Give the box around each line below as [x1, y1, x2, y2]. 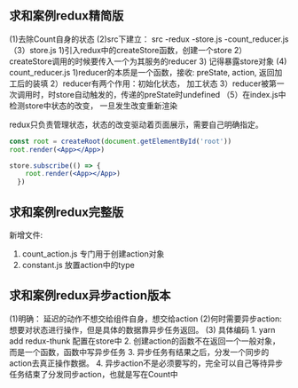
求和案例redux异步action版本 [9, 288, 171, 304]
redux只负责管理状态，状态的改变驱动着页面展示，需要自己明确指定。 [9, 119, 263, 130]
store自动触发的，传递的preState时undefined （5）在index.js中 [55, 89, 286, 99]
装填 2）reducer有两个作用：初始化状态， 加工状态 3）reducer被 [32, 78, 269, 89]
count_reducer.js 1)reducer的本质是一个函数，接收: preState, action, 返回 [9, 67, 275, 77]
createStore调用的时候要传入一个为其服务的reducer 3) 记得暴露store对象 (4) [9, 56, 287, 67]
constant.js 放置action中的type [21, 260, 135, 270]
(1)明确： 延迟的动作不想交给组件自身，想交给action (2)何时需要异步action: [9, 313, 282, 324]
